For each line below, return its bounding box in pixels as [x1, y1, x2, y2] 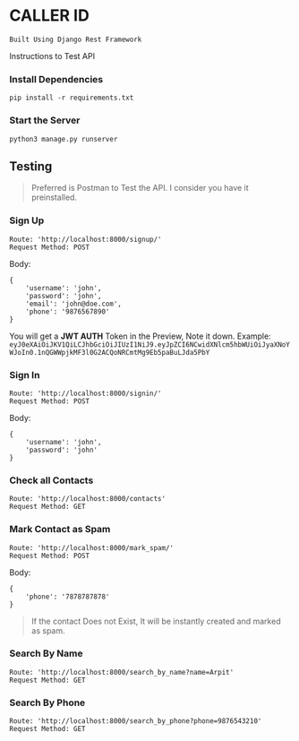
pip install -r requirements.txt [9, 93, 134, 103]
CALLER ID [9, 5, 90, 26]
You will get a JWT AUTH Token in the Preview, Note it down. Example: [9, 331, 271, 341]
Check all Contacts [9, 474, 94, 487]
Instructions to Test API [9, 50, 96, 61]
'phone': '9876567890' [25, 306, 110, 316]
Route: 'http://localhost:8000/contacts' [9, 495, 167, 504]
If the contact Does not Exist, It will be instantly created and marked [30, 616, 281, 626]
